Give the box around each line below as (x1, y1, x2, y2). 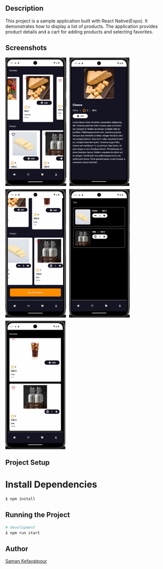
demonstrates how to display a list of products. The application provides (5, 23, 158, 29)
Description (5, 4, 44, 13)
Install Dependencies (5, 479, 97, 490)
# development (5, 525, 36, 530)
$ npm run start (5, 530, 40, 536)
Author (5, 544, 28, 553)
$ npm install (5, 496, 36, 501)
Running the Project (5, 510, 70, 519)
